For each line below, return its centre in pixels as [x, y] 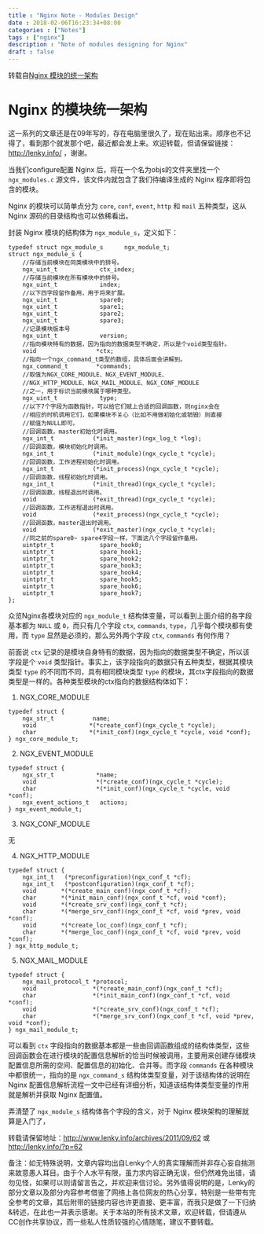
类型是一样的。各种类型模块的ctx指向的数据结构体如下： [99, 681]
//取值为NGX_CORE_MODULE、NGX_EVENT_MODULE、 [95, 374]
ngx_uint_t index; [72, 285]
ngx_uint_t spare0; [73, 299]
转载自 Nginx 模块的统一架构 [53, 75]
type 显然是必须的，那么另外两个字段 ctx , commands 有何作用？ [131, 635]
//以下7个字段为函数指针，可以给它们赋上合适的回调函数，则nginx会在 [121, 406]
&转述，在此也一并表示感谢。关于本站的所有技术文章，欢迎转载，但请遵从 [128, 1212]
